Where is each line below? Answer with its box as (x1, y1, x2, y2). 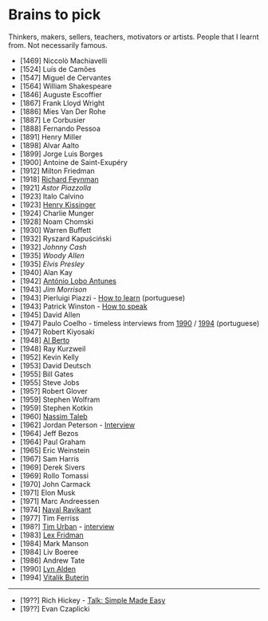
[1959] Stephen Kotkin (19, 403, 93, 412)
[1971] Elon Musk (19, 488, 76, 497)
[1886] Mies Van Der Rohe (19, 106, 106, 116)
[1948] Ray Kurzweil (19, 344, 86, 353)
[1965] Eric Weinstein (19, 445, 90, 455)
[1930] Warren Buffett (19, 225, 92, 234)
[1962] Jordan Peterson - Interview (19, 420, 136, 430)
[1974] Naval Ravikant (19, 505, 92, 514)
